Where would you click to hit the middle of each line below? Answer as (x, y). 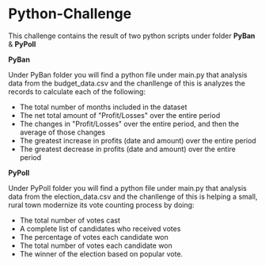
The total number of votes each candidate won (96, 245)
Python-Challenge (70, 14)
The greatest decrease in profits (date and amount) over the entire (127, 149)
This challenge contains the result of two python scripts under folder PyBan (132, 36)
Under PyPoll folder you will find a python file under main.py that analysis (127, 188)
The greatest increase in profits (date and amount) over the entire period (138, 140)
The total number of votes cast (70, 220)
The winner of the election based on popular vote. (101, 253)
